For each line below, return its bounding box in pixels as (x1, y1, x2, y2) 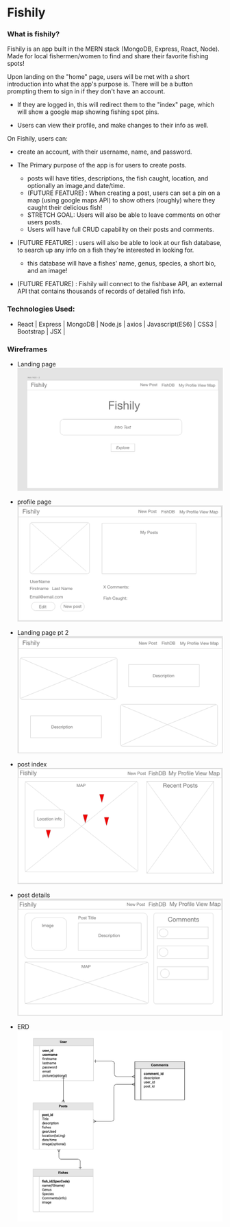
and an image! (27, 266, 68, 275)
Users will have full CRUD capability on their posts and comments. (27, 225, 214, 234)
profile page (16, 498, 52, 506)
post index (16, 760, 47, 769)
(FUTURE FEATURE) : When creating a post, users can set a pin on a (27, 189, 220, 197)
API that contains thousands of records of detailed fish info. (16, 287, 186, 296)
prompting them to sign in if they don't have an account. (7, 87, 166, 95)
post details (16, 891, 51, 900)
